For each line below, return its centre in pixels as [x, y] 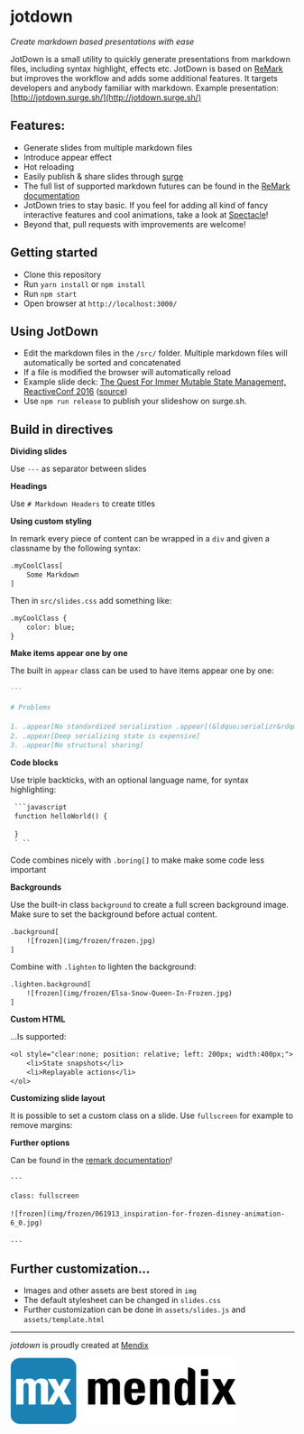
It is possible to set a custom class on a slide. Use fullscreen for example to [152, 1115]
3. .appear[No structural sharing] [77, 745]
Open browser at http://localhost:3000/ [100, 303]
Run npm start [50, 293]
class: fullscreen [45, 1196]
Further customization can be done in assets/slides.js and [134, 1309]
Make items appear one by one [69, 653]
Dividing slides [39, 451]
